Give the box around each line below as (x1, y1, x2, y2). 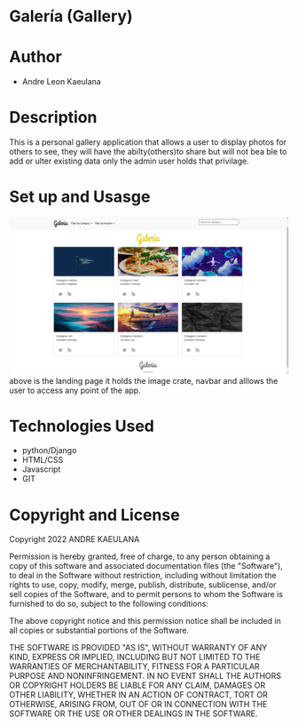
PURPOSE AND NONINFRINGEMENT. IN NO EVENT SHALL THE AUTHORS (9, 671, 282, 682)
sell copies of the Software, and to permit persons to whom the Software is (9, 589, 284, 600)
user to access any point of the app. (9, 385, 141, 395)
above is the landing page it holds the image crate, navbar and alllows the (9, 375, 278, 386)
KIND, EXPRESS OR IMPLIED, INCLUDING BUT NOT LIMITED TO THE (9, 651, 261, 663)
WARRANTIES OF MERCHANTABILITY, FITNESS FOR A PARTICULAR (9, 661, 260, 672)
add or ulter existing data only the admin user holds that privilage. (9, 156, 250, 166)
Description (9, 108, 98, 128)
